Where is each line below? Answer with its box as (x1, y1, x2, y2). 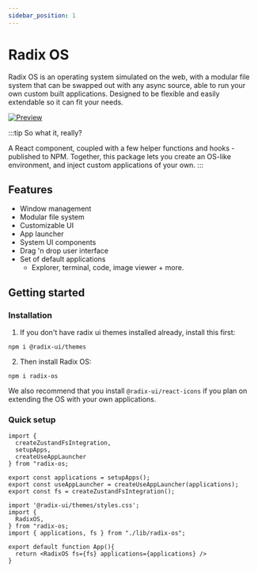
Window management (19, 204, 92, 214)
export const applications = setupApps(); (8, 474, 150, 482)
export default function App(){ (8, 543, 115, 551)
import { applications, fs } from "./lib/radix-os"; (8, 529, 186, 537)
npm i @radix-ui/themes (8, 343, 87, 351)
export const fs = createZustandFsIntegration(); (8, 488, 176, 496)
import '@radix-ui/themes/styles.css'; (8, 501, 140, 509)
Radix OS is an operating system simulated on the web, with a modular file (8, 72, 250, 82)
